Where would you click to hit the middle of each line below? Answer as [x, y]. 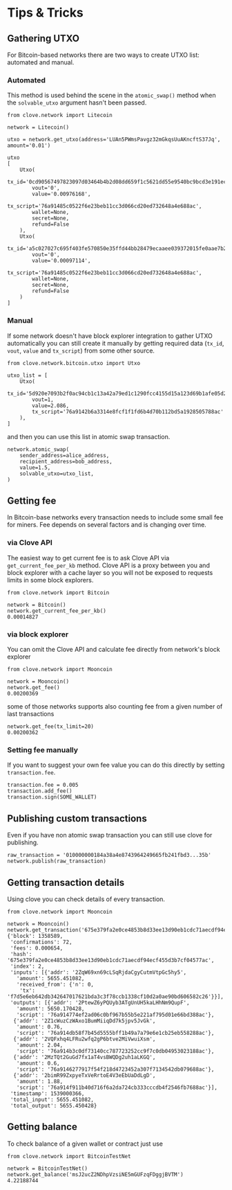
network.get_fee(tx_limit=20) [51, 727]
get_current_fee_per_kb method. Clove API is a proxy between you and [109, 565]
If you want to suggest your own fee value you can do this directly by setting [116, 765]
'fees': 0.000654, [37, 948]
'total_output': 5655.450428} [54, 1105]
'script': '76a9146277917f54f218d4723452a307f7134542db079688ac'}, [115, 1069]
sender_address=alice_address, [65, 455]
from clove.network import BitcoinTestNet [69, 1156]
